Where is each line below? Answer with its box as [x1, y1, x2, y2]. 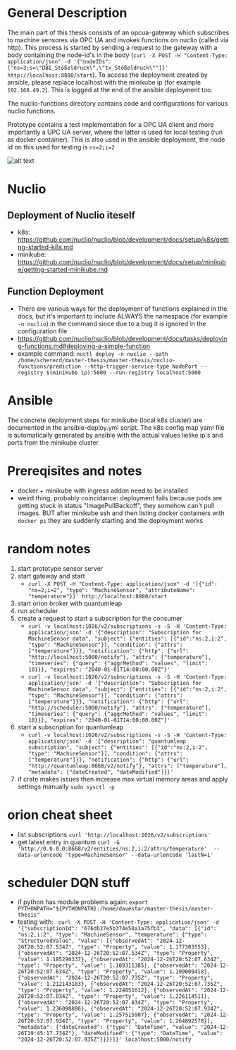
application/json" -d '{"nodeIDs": [7, 58, 112, 65]
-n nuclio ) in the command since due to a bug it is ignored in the [17, 319, 206, 328]
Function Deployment [7, 285, 104, 297]
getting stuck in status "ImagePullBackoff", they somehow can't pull [17, 501, 215, 509]
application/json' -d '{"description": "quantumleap [27, 738, 187, 745]
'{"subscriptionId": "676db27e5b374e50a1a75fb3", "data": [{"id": [17, 925, 217, 932]
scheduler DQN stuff [7, 875, 130, 891]
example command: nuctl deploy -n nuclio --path [17, 349, 168, 357]
